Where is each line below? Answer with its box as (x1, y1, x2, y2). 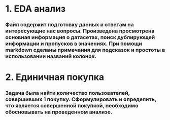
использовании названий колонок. (5, 53, 97, 60)
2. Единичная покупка (5, 71, 105, 83)
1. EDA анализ (5, 3, 66, 15)
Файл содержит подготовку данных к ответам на (5, 21, 134, 28)
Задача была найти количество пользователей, (5, 90, 130, 97)
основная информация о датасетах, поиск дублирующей (5, 34, 155, 41)
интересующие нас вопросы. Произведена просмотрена (5, 27, 155, 34)
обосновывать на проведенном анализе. (5, 108, 113, 115)
